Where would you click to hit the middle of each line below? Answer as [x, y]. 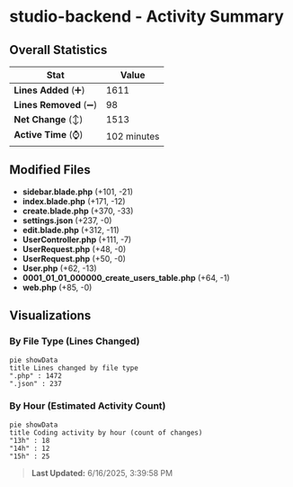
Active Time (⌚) [49, 135]
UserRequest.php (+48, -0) [74, 248]
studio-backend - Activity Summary [147, 17]
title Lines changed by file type [74, 368]
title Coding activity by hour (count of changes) [106, 433]
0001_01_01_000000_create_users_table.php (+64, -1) [126, 277]
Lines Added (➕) [49, 90]
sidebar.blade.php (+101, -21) [77, 192]
